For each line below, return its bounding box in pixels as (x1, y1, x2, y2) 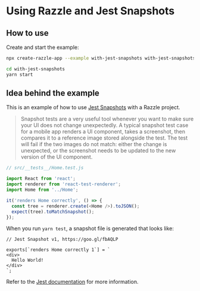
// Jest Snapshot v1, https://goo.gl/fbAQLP (6, 237, 118, 243)
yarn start (6, 72, 33, 78)
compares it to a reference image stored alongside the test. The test (20, 134, 188, 141)
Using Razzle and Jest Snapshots (6, 4, 175, 18)
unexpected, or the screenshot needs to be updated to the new (20, 147, 176, 154)
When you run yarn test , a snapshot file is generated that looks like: (6, 225, 174, 232)
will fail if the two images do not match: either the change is (20, 141, 167, 148)
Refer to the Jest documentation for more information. (6, 278, 139, 286)
